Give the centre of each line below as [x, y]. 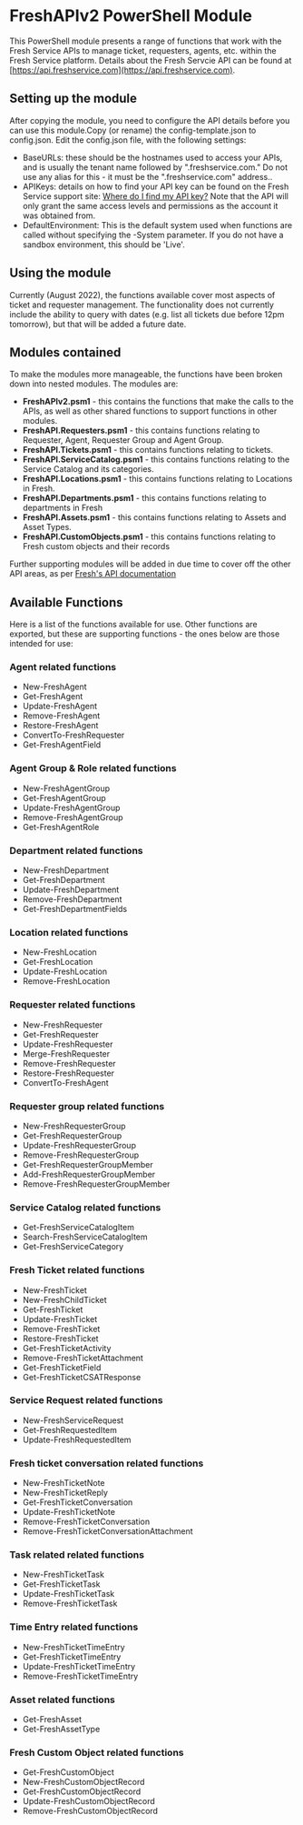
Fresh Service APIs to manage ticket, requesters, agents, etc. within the [143, 50]
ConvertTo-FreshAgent [65, 1082]
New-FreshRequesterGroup [74, 1126]
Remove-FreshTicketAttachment [83, 1358]
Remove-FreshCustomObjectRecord [90, 1811]
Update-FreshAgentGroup [71, 807]
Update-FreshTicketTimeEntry [79, 1666]
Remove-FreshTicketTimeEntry [80, 1676]
